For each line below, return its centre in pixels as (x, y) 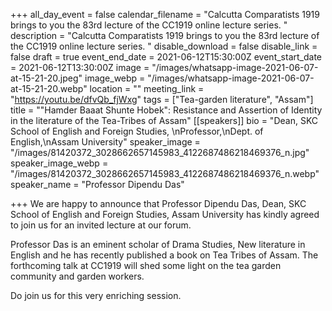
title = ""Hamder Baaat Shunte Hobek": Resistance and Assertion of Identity (166, 110)
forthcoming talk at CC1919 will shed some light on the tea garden (146, 265)
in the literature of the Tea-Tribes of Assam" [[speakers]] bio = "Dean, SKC (164, 120)
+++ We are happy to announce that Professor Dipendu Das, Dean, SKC (158, 203)
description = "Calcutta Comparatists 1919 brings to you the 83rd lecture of (165, 35)
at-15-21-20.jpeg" (46, 78)
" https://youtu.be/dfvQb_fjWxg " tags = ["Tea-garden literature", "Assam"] (162, 99)
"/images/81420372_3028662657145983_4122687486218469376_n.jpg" (160, 152)
